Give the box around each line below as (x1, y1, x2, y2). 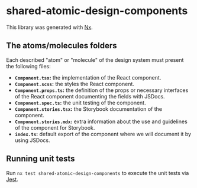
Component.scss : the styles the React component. (14, 80, 135, 87)
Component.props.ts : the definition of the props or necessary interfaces (14, 87, 189, 94)
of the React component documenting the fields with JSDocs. (14, 93, 165, 100)
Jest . (6, 176, 19, 183)
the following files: (6, 62, 51, 70)
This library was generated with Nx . (6, 24, 93, 31)
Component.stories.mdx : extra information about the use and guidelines (14, 118, 188, 125)
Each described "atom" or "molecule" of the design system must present (6, 56, 184, 63)
